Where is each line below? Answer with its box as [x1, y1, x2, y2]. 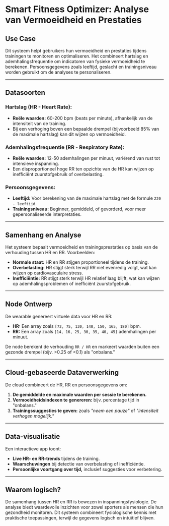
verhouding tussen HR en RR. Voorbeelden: [5, 250, 96, 256]
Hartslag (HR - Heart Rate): [5, 103, 72, 110]
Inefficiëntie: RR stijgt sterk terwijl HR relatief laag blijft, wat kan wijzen [12, 275, 160, 281]
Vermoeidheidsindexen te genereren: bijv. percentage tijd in [12, 397, 140, 403]
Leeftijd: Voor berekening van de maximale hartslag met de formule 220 [12, 195, 161, 201]
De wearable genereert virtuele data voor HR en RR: [5, 313, 113, 319]
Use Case [5, 34, 36, 43]
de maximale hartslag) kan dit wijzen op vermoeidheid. [12, 131, 126, 137]
